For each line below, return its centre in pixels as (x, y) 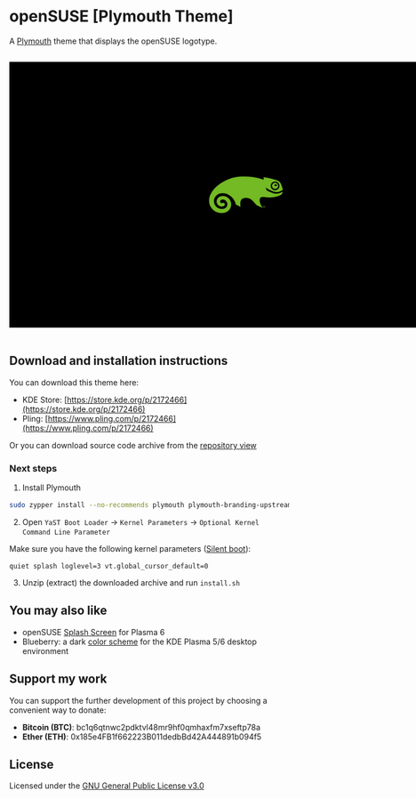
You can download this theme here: (74, 382)
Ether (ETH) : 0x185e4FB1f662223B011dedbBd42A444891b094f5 (142, 737)
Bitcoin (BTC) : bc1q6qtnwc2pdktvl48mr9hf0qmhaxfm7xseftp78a (141, 727)
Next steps (33, 468)
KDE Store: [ (44, 399)
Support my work (58, 679)
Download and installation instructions (119, 361)
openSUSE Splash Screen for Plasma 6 (93, 632)
